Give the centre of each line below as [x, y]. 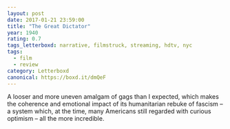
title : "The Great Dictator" [49, 26]
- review [26, 64]
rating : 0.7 [24, 39]
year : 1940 [23, 33]
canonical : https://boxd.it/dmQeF [57, 77]
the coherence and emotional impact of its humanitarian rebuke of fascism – [115, 104]
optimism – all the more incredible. [56, 119]
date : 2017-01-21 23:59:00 [46, 20]
